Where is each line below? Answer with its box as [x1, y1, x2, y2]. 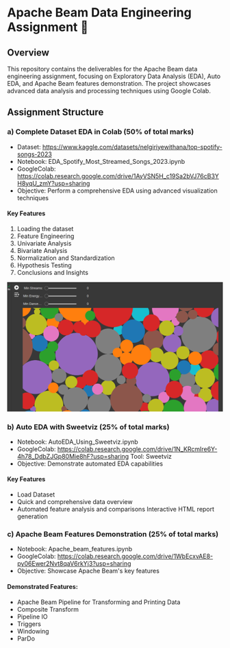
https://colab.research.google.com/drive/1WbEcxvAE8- [57, 552, 214, 560]
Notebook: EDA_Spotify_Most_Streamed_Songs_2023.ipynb [16, 157, 186, 165]
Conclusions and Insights [16, 268, 89, 276]
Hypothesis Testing [16, 261, 72, 269]
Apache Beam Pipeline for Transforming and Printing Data [16, 598, 181, 606]
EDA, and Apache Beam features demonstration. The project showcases [7, 80, 211, 87]
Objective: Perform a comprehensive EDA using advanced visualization [16, 187, 218, 195]
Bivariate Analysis [16, 246, 68, 254]
